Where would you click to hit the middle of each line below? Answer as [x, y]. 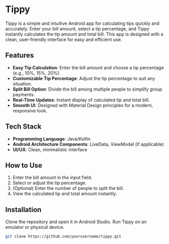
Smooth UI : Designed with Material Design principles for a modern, [83, 105]
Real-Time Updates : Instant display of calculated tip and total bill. [81, 100]
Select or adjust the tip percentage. [49, 183]
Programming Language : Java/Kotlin [52, 139]
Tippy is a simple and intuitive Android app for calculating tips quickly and [82, 23]
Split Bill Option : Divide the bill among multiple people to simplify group [87, 89]
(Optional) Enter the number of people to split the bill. [68, 188]
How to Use [24, 165]
